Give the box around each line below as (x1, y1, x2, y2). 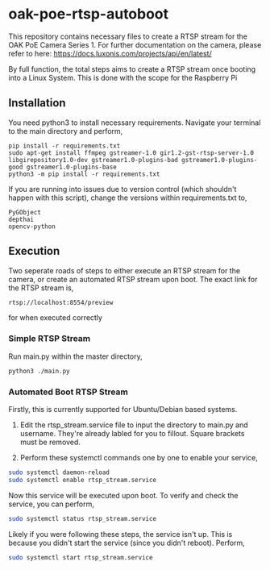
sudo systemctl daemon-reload (8, 468, 110, 476)
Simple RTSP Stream (8, 333, 91, 344)
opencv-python (8, 223, 56, 231)
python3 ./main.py (8, 367, 70, 375)
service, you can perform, (8, 499, 95, 509)
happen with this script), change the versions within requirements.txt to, (8, 193, 247, 202)
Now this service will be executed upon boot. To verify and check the (8, 490, 239, 500)
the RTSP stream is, (8, 283, 74, 293)
